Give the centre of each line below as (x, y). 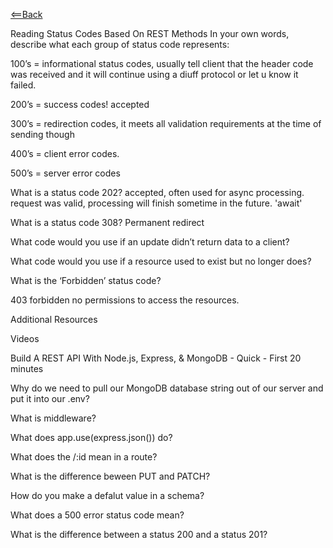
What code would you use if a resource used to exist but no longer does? (161, 261)
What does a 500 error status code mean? (97, 515)
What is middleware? (53, 418)
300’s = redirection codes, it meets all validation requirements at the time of (166, 123)
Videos (25, 338)
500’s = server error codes (65, 173)
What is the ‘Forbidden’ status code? (86, 280)
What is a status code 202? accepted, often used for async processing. (157, 192)
